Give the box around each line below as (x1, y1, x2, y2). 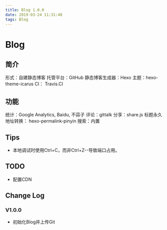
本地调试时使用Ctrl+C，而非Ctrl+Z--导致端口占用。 (12, 147, 120, 153)
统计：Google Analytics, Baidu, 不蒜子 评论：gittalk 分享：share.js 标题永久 (5, 112, 162, 118)
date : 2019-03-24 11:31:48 (5, 12, 63, 17)
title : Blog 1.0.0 (5, 7, 44, 13)
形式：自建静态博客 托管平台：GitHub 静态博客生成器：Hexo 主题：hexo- (5, 75, 158, 81)
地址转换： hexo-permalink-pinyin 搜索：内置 (5, 118, 100, 124)
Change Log (5, 191, 45, 200)
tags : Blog (5, 17, 29, 22)
